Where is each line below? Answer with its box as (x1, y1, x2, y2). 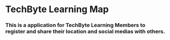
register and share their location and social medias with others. (5, 28, 165, 35)
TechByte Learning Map (5, 4, 109, 15)
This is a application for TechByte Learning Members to (5, 22, 145, 29)
